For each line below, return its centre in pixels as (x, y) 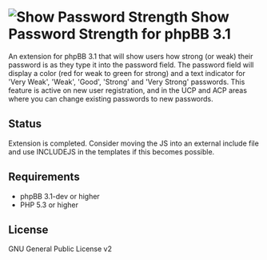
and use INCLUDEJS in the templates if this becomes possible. (112, 151)
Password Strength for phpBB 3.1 (120, 34)
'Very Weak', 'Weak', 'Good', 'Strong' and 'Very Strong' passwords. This (127, 82)
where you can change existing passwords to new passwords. (111, 98)
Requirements (44, 177)
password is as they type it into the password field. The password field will (131, 65)
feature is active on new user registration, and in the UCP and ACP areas (128, 90)
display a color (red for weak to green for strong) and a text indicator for (127, 73)
